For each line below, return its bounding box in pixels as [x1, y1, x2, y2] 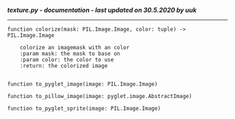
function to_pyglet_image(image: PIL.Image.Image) [7, 81, 158, 88]
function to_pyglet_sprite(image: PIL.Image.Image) [7, 105, 161, 112]
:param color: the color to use [20, 56, 114, 63]
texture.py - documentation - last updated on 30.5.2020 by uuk [7, 6, 197, 14]
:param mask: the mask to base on [20, 50, 120, 57]
